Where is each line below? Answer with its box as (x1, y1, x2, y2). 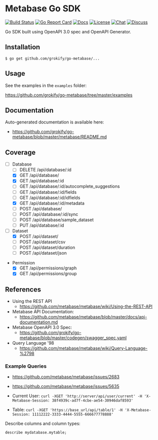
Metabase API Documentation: (12, 309, 75, 315)
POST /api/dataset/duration (19, 244, 75, 251)
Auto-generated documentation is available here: (5, 119, 105, 125)
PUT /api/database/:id (19, 222, 64, 228)
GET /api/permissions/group (19, 271, 77, 277)
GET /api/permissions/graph (19, 265, 77, 271)
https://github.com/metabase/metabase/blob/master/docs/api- (19, 314, 147, 320)
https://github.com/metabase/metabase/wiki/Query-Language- (19, 345, 148, 352)
